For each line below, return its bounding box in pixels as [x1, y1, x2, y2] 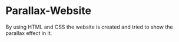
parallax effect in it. [5, 29, 52, 36]
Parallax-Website [5, 4, 92, 17]
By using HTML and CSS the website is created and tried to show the [5, 23, 173, 30]
